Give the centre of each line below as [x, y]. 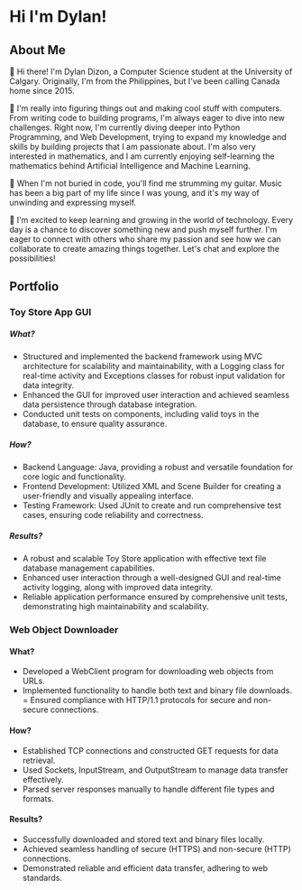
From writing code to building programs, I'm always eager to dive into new [147, 118]
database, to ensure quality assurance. [95, 424]
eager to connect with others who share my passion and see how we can [145, 239]
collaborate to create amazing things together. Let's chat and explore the [144, 249]
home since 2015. [42, 91]
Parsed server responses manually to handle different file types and [148, 789]
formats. [38, 798]
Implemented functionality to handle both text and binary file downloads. [157, 691]
